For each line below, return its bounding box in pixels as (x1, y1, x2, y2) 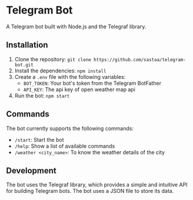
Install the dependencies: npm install (14, 67, 107, 74)
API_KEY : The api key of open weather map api (23, 86, 135, 93)
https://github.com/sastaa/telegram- (93, 56, 187, 62)
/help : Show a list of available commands (14, 142, 115, 149)
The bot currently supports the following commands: (6, 125, 134, 132)
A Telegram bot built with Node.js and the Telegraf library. (6, 23, 147, 30)
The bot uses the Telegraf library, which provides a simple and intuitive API (6, 181, 188, 188)
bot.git (14, 62, 34, 68)
